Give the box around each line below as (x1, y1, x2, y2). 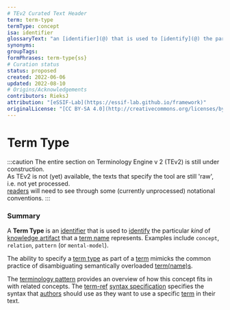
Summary (7, 211, 41, 220)
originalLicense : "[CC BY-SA (7, 105, 90, 112)
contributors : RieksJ (7, 93, 69, 100)
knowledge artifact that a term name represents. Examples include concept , (7, 233, 220, 242)
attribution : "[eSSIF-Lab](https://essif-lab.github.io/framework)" (7, 99, 207, 106)
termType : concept (7, 23, 60, 29)
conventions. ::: (7, 194, 51, 202)
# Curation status (7, 61, 60, 68)
